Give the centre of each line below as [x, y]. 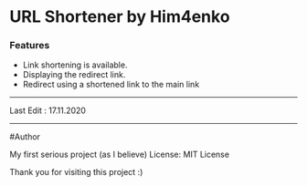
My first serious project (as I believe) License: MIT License [120, 155]
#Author [25, 137]
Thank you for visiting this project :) [76, 172]
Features [30, 46]
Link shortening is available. [75, 65]
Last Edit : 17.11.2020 [48, 110]
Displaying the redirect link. [74, 75]
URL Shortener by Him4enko [120, 17]
